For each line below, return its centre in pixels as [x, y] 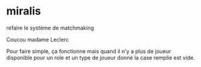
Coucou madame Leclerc [38, 39]
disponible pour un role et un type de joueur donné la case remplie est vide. [101, 57]
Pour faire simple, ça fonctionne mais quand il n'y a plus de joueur [89, 51]
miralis [24, 11]
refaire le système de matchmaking [50, 28]
